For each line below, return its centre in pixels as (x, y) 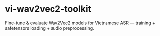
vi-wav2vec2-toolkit (48, 9)
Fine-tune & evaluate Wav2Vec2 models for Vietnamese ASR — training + (80, 23)
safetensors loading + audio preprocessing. (50, 28)
